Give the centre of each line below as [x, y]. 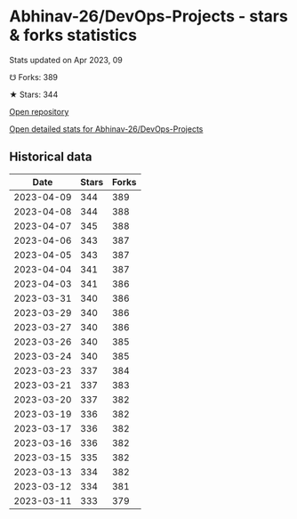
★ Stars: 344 [34, 94]
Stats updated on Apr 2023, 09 [66, 60]
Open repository [39, 111]
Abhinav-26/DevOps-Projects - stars [149, 16]
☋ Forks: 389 [34, 77]
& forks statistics [73, 35]
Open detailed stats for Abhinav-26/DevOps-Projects [106, 129]
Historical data [51, 157]
